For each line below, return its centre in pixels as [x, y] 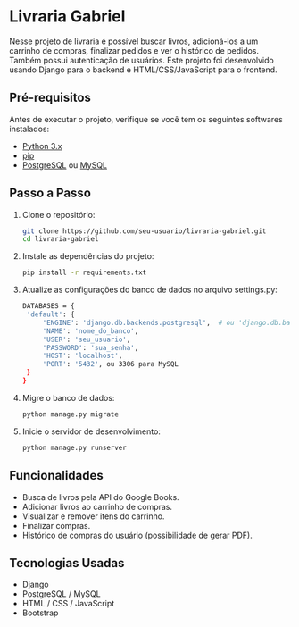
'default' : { [50, 314]
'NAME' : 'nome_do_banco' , [91, 331]
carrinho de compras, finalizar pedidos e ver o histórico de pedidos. [134, 50]
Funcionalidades [57, 476]
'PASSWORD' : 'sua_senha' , [91, 347]
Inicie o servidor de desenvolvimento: [91, 431]
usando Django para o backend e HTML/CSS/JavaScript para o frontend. [144, 70]
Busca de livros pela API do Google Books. [101, 497]
